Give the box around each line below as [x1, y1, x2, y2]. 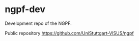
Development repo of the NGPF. [5, 20, 72, 26]
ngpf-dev [5, 4, 46, 15]
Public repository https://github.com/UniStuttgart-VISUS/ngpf [5, 30, 134, 36]
